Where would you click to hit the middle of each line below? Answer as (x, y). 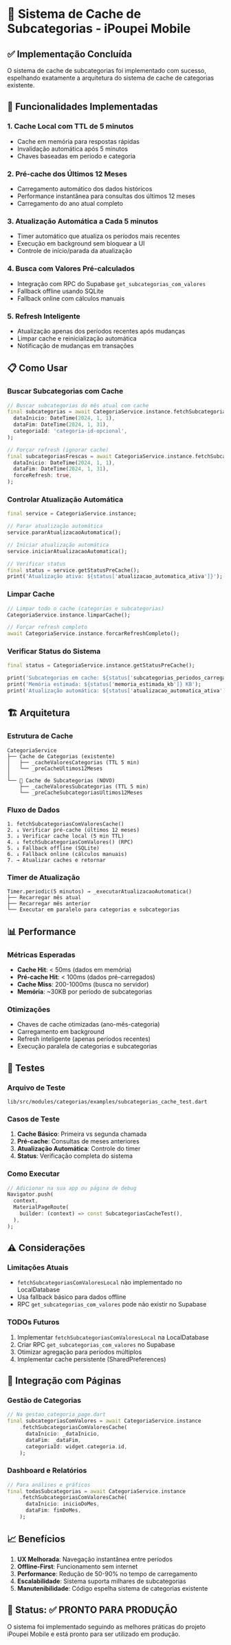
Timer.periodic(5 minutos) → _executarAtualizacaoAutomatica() (100, 892)
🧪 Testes (26, 1068)
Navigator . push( (30, 1194)
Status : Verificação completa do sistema (75, 1156)
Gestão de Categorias (44, 1400)
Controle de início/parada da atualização (75, 251)
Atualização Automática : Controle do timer (79, 1149)
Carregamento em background (60, 1032)
